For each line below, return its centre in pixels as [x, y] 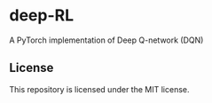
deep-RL [41, 16]
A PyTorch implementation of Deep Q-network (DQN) [106, 40]
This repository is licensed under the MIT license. [99, 89]
